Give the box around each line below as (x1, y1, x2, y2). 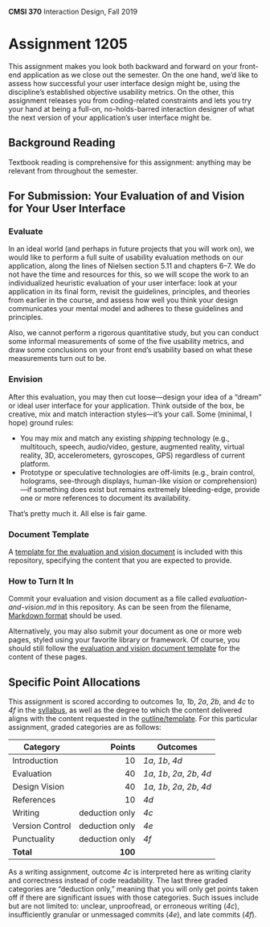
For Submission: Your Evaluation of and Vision (8, 189, 245, 203)
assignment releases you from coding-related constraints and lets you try (8, 96, 252, 105)
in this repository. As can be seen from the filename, (58, 602, 231, 612)
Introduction (12, 755, 59, 766)
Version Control (12, 820, 72, 831)
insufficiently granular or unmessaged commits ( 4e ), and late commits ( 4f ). (8, 910, 257, 920)
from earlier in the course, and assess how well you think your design (8, 295, 239, 305)
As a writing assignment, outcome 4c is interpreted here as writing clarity (8, 868, 252, 877)
